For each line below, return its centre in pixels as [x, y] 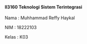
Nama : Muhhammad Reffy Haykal [40, 18]
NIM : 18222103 [21, 28]
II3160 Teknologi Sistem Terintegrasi [43, 7]
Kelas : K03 [16, 37]
